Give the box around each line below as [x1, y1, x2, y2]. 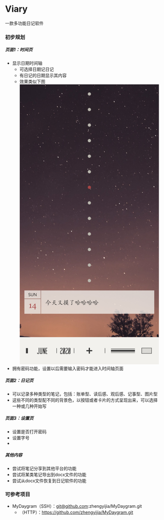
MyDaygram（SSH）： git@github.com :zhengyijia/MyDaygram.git [12, 503, 143, 509]
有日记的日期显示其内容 [19, 72, 67, 78]
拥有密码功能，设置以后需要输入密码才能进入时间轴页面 [12, 365, 123, 371]
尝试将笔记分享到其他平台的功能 [12, 465, 77, 471]
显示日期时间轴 [12, 60, 42, 66]
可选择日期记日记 [19, 66, 54, 72]
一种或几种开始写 [12, 403, 47, 409]
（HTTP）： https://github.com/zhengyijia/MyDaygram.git [19, 509, 133, 515]
